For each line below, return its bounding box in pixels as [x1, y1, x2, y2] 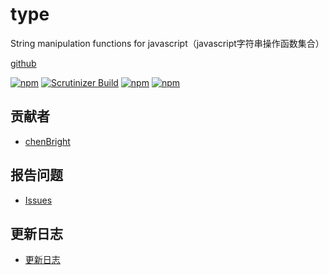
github [10, 57, 37, 69]
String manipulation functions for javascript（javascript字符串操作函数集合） [10, 37, 325, 49]
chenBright [24, 135, 71, 147]
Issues [24, 194, 53, 206]
